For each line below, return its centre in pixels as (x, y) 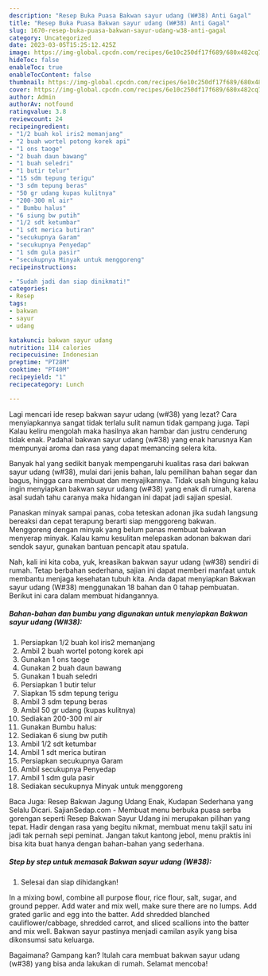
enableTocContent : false (50, 75)
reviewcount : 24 (36, 119)
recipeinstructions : (43, 267)
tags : (18, 304)
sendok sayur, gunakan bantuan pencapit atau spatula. (99, 546)
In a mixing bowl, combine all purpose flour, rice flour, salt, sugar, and (123, 897)
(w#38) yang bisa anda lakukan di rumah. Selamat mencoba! (109, 963)
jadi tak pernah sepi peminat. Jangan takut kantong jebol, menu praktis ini (130, 835)
